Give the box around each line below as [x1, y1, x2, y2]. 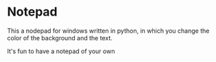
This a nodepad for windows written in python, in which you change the [7, 27, 210, 35]
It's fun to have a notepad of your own [7, 47, 115, 55]
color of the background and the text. [7, 33, 113, 42]
